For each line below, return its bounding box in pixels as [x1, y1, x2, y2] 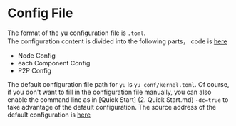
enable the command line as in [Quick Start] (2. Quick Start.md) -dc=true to [7, 95, 229, 104]
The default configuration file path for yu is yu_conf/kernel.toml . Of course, [7, 80, 230, 88]
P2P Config [17, 66, 52, 75]
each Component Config [17, 58, 91, 67]
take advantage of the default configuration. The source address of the [7, 103, 216, 111]
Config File [7, 5, 73, 21]
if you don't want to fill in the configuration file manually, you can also [7, 88, 212, 96]
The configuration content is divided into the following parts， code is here [7, 37, 227, 46]
